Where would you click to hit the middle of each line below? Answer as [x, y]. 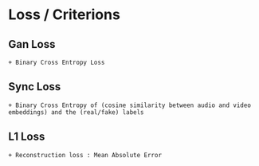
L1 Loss [27, 137]
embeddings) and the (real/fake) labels [77, 112]
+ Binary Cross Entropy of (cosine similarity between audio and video [129, 105]
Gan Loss [32, 44]
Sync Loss [35, 87]
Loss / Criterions [65, 15]
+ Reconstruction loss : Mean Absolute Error [85, 155]
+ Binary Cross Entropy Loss [57, 62]
